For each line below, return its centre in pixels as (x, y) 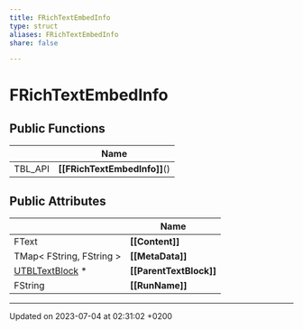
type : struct (34, 26)
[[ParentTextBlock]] (173, 271)
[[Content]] (155, 242)
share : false (34, 43)
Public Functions (57, 128)
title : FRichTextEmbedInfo (60, 18)
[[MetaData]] (159, 256)
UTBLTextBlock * (50, 271)
